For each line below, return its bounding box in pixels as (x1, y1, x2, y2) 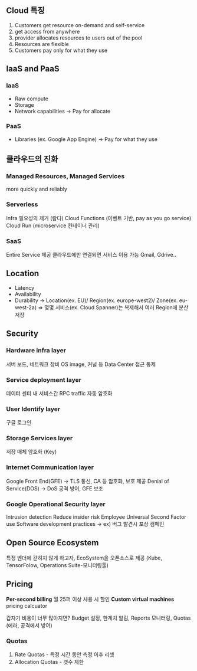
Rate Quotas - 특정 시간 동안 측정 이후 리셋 (14, 651, 114, 658)
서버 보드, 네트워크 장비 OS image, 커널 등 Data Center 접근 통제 (6, 361, 156, 368)
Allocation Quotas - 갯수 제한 (14, 658, 84, 665)
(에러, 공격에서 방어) (6, 621, 53, 629)
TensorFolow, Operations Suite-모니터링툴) (6, 561, 109, 568)
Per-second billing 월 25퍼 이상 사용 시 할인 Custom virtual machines (6, 595, 175, 603)
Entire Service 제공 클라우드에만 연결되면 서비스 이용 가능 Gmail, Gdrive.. (6, 251, 177, 258)
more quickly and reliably (6, 185, 68, 193)
